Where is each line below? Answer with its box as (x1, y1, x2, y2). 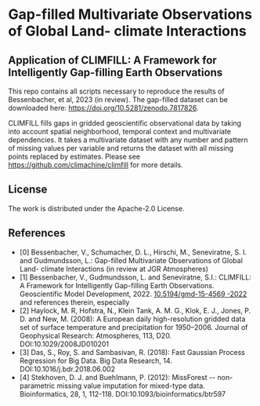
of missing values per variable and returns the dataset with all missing (8, 144, 233, 152)
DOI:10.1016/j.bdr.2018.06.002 (19, 364, 116, 374)
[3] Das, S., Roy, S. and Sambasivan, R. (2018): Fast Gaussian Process (19, 347, 245, 357)
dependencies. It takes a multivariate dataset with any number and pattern (8, 135, 248, 144)
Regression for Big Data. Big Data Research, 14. (19, 356, 172, 365)
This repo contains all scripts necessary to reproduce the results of (8, 86, 225, 96)
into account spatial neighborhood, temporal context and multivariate (8, 127, 231, 136)
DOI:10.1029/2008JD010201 (19, 339, 110, 349)
